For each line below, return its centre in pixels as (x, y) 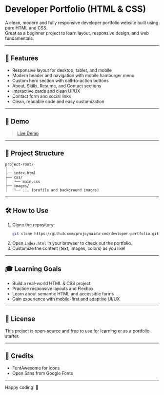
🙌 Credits (20, 356)
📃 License (20, 319)
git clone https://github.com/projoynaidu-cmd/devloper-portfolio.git (85, 234)
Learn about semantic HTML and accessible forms (63, 293)
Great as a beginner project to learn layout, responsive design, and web (77, 33)
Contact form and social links (41, 96)
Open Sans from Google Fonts (42, 373)
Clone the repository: (33, 225)
